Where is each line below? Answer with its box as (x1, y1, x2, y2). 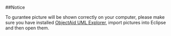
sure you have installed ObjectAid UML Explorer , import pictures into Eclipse (5, 20, 166, 25)
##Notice (5, 5, 25, 10)
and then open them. (5, 25, 50, 31)
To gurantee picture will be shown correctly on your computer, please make (5, 14, 165, 20)
